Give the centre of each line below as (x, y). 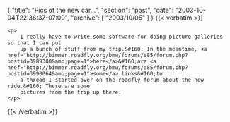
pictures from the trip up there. (71, 92)
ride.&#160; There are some (49, 86)
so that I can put (34, 43)
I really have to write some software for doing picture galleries (121, 37)
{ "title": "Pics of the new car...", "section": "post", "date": (91, 10)
